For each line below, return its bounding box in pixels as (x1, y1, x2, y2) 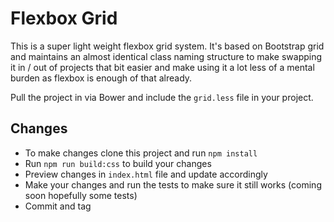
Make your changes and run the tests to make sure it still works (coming (24, 178, 322, 191)
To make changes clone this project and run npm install (24, 147, 258, 159)
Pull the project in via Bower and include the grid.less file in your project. (10, 91, 314, 103)
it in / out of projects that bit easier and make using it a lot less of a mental (10, 61, 315, 73)
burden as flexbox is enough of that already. (10, 72, 193, 84)
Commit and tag (24, 200, 92, 212)
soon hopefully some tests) (24, 189, 138, 201)
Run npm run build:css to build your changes (24, 157, 212, 169)
